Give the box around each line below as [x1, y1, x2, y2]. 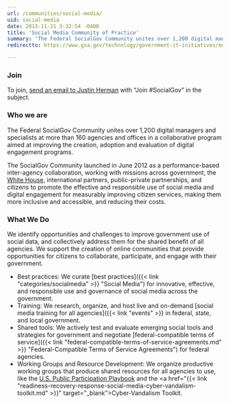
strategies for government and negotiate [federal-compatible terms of [16, 330, 214, 339]
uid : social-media [7, 16, 60, 23]
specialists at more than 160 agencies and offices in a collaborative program [7, 133, 222, 141]
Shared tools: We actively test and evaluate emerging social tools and [16, 323, 214, 331]
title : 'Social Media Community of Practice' [7, 29, 139, 36]
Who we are [7, 110, 48, 120]
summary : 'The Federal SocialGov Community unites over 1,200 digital [7, 36, 213, 42]
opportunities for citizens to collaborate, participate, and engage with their [7, 251, 217, 260]
